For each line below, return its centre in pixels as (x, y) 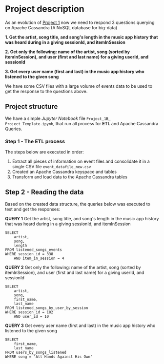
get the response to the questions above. (46, 91)
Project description (45, 9)
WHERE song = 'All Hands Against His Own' (49, 357)
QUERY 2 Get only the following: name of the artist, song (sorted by (73, 267)
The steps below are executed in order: (44, 152)
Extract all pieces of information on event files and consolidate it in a (81, 161)
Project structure (31, 106)
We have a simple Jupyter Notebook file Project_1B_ (58, 118)
